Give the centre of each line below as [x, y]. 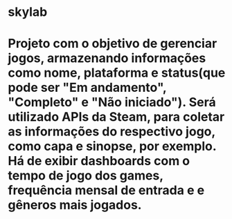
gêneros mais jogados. [75, 205]
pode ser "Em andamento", [87, 88]
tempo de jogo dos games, [86, 176]
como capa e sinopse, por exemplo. [112, 146]
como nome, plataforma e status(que [117, 73]
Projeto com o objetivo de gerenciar [113, 44]
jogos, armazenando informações [107, 58]
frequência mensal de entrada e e [106, 190]
